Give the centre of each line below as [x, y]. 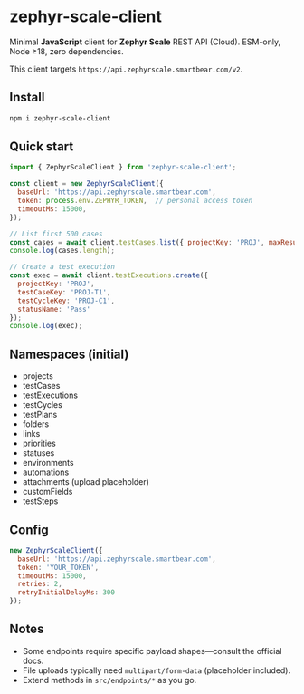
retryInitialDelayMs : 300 [66, 593]
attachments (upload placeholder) [85, 482]
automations [46, 472]
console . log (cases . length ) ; [62, 251]
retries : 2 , [40, 584]
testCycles [43, 405]
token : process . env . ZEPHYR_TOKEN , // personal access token [135, 201]
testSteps [40, 501]
